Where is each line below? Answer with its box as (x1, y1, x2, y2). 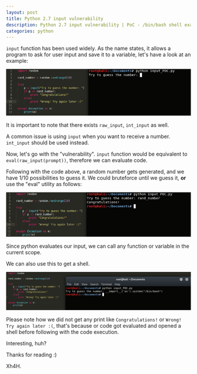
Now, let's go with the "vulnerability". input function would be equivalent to (6, 150, 188, 157)
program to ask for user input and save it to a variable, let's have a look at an (6, 51, 191, 58)
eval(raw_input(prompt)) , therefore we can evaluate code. (6, 156, 148, 164)
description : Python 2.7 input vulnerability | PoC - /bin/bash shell (6, 22, 182, 28)
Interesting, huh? (6, 339, 47, 346)
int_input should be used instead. (6, 139, 89, 146)
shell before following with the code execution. (6, 328, 119, 335)
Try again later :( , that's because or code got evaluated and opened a (6, 322, 182, 329)
